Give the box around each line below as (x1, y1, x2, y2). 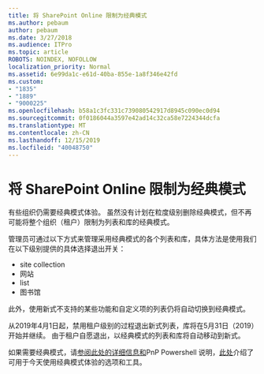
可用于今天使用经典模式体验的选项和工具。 (8, 357, 147, 367)
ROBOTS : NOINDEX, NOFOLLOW (8, 56, 97, 64)
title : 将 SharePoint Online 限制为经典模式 (8, 11, 147, 20)
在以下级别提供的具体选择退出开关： (8, 244, 126, 253)
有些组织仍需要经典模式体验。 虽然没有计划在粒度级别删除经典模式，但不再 (8, 208, 252, 217)
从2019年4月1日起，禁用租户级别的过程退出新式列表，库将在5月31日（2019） (8, 321, 255, 331)
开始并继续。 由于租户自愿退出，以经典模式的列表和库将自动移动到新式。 (8, 331, 245, 340)
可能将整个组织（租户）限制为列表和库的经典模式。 (8, 218, 174, 227)
